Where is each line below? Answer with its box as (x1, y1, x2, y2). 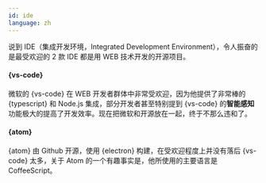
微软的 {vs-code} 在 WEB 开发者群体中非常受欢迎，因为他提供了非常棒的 (8, 89, 246, 98)
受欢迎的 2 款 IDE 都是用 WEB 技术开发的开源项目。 (21, 51, 191, 61)
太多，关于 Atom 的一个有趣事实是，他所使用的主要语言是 (29, 155, 218, 165)
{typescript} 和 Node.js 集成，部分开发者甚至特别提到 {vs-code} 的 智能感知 (8, 98, 255, 108)
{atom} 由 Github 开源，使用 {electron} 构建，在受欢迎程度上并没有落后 (8, 146, 241, 155)
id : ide (8, 11, 34, 20)
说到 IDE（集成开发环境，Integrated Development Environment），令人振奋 (8, 41, 252, 51)
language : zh (8, 19, 52, 27)
